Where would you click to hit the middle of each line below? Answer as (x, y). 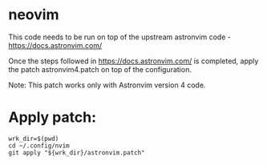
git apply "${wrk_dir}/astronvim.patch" (77, 153)
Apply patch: (52, 117)
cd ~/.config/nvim (39, 146)
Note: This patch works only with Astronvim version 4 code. (107, 85)
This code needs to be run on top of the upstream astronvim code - (119, 37)
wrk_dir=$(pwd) (34, 139)
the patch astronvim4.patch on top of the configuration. (100, 69)
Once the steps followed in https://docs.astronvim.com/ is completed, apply (133, 61)
